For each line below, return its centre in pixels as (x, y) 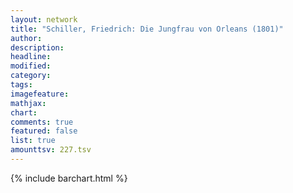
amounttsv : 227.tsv (51, 150)
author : (26, 38)
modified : (31, 66)
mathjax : (28, 103)
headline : (31, 57)
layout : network (44, 19)
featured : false (44, 131)
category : (31, 76)
